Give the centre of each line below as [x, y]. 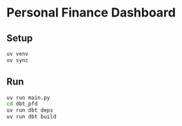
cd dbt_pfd [22, 104]
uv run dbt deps [30, 111]
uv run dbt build [31, 117]
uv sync [18, 60]
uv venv [18, 54]
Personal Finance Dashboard [91, 13]
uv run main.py [28, 98]
